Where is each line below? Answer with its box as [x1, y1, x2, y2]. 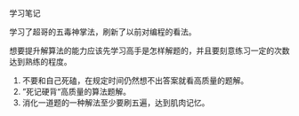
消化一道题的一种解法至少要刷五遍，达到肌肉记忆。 [21, 97, 210, 108]
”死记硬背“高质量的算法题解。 [21, 87, 132, 97]
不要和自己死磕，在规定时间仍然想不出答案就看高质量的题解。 [21, 75, 249, 86]
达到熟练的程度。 [9, 57, 72, 66]
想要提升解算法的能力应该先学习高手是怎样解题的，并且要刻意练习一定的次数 [9, 45, 290, 56]
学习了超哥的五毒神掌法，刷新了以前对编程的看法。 [9, 27, 197, 37]
